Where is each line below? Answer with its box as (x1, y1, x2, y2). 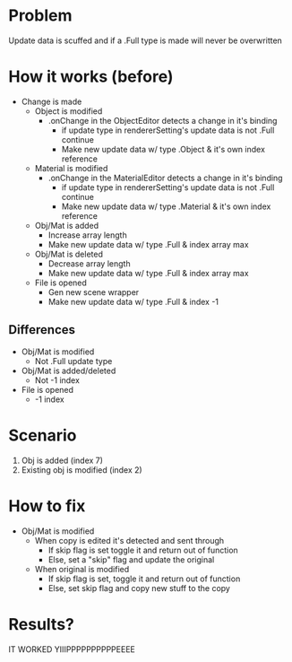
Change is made (21, 96, 82, 107)
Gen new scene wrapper (47, 286, 140, 297)
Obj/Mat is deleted (34, 248, 104, 259)
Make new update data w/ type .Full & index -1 (47, 296, 219, 307)
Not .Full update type (34, 355, 113, 366)
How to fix (8, 495, 86, 516)
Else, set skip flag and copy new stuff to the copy (47, 582, 230, 593)
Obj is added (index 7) (21, 455, 104, 466)
